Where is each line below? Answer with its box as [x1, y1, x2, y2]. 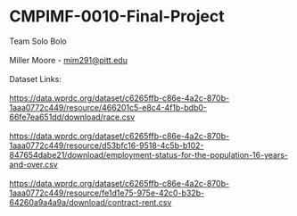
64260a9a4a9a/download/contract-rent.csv [9, 196, 172, 207]
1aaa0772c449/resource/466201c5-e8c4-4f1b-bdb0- [9, 102, 208, 112]
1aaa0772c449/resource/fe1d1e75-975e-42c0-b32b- [9, 187, 205, 198]
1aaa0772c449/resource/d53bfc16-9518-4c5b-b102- [9, 140, 204, 151]
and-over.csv [9, 159, 58, 170]
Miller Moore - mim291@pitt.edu [9, 54, 128, 65]
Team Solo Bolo [9, 36, 67, 46]
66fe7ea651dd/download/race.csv [9, 112, 136, 122]
